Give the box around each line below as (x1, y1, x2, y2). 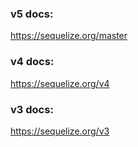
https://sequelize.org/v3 (10, 125, 110, 137)
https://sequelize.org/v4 (10, 77, 110, 89)
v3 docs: (10, 102, 54, 116)
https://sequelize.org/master (10, 30, 128, 42)
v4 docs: (10, 55, 55, 69)
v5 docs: (10, 7, 54, 21)
